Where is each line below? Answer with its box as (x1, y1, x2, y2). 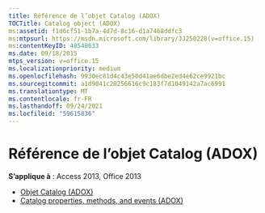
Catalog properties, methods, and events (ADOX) (19, 195, 184, 205)
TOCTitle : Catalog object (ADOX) (8, 19, 121, 28)
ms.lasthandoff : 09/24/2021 (8, 102, 103, 110)
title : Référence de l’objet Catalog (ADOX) (8, 11, 161, 20)
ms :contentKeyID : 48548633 (8, 42, 99, 50)
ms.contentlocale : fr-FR (8, 95, 92, 103)
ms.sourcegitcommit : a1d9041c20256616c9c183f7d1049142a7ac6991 (8, 79, 226, 87)
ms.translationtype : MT (8, 87, 89, 96)
